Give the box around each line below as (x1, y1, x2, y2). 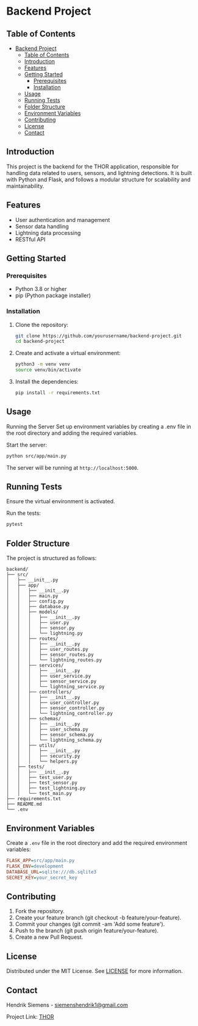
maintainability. (6, 182, 44, 190)
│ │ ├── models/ (6, 609, 59, 615)
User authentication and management (15, 216, 110, 223)
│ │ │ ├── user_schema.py (6, 726, 88, 733)
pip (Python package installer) (15, 292, 91, 300)
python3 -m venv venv (15, 361, 71, 367)
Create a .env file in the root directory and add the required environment (6, 839, 188, 846)
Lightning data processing (15, 229, 81, 236)
